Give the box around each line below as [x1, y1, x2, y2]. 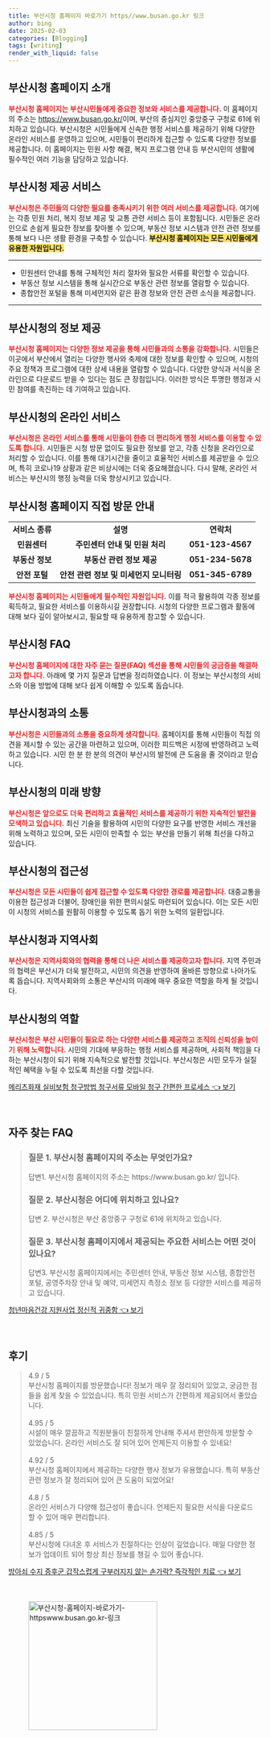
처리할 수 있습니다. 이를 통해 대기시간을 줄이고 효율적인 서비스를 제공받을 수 [8, 453, 244, 463]
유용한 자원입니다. [8, 243, 65, 253]
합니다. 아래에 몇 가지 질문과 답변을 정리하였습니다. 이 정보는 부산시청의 [22, 670, 247, 680]
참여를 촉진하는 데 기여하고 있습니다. [16, 384, 131, 394]
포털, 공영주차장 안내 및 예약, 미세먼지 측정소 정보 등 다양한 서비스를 [27, 1278, 240, 1288]
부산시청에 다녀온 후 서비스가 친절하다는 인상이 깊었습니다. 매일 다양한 [27, 1539, 247, 1550]
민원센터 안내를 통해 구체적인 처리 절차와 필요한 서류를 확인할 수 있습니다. [19, 267, 250, 278]
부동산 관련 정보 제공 [84, 555, 157, 566]
